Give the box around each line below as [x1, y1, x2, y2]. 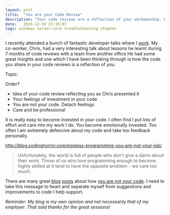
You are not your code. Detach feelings [12, 101, 95, 107]
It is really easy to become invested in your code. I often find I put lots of [5, 117, 156, 123]
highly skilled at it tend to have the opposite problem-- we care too [17, 163, 157, 169]
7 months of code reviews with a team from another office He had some [5, 51, 155, 57]
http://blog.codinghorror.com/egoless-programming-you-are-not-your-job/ [5, 142, 162, 149]
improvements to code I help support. [5, 189, 83, 195]
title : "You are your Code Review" [5, 12, 82, 17]
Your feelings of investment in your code [12, 96, 98, 102]
